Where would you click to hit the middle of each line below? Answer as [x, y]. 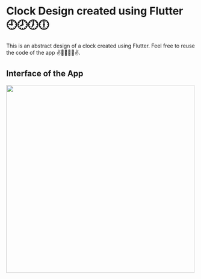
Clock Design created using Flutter [95, 11]
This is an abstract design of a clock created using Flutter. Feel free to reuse [101, 46]
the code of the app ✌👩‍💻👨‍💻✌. [43, 52]
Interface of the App [45, 74]
